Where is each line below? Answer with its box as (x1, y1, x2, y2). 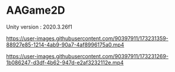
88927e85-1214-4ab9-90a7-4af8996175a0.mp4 (6, 41, 125, 48)
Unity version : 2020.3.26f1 (6, 23, 72, 30)
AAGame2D (6, 4, 65, 17)
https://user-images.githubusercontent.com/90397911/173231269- (6, 52, 169, 60)
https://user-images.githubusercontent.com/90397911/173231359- (6, 35, 169, 42)
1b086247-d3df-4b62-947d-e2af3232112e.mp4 (6, 59, 124, 66)
